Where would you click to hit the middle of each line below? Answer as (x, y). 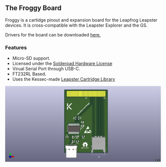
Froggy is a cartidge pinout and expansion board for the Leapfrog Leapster (81, 20)
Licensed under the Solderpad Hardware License (62, 64)
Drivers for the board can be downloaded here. (53, 34)
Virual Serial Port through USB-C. (46, 69)
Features (16, 47)
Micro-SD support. (31, 58)
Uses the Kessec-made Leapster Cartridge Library (63, 79)
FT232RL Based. (29, 74)
